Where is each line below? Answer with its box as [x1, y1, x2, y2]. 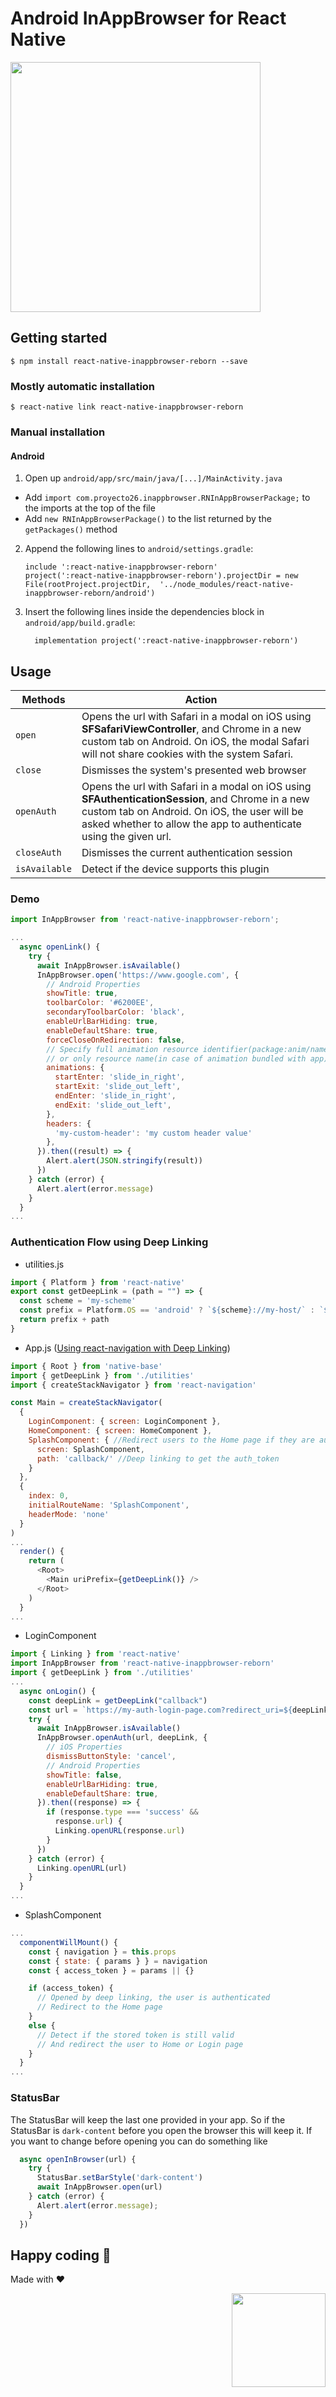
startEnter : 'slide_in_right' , [54, 1072, 186, 1082]
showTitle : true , [46, 988, 118, 999]
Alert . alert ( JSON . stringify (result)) [46, 1156, 203, 1166]
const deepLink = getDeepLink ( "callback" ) [28, 1695, 208, 1706]
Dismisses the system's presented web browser [81, 763, 307, 777]
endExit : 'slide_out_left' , [54, 1100, 172, 1110]
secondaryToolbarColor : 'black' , [46, 1007, 186, 1017]
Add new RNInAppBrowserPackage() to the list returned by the [24, 513, 272, 525]
